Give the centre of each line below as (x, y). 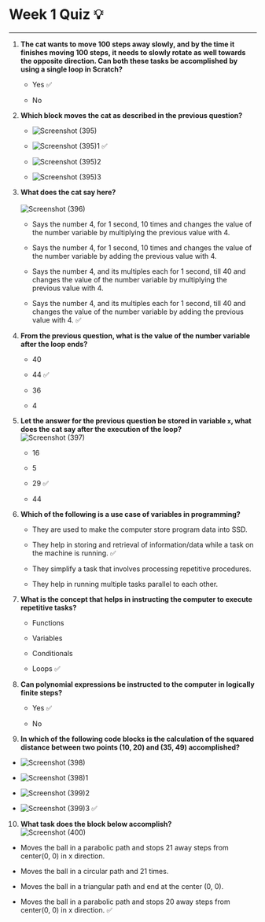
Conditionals (52, 653)
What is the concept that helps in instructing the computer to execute (136, 599)
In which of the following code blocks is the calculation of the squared (137, 739)
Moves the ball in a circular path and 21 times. (94, 871)
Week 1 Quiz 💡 (56, 15)
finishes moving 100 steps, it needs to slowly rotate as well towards (133, 52)
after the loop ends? (54, 344)
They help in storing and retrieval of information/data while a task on (143, 544)
